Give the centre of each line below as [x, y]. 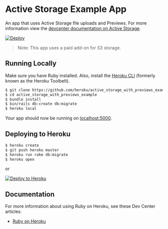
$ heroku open [20, 159]
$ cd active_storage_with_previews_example [51, 94]
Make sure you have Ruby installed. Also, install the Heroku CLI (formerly [80, 75]
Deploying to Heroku [38, 134]
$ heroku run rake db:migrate [37, 154]
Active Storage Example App [66, 9]
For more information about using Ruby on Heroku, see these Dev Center [80, 206]
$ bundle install [23, 99]
